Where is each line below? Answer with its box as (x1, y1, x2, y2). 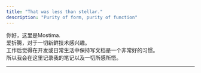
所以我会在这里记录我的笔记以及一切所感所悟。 (6, 54, 121, 61)
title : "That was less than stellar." (6, 8, 103, 15)
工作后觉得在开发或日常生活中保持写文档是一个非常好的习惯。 (6, 46, 159, 54)
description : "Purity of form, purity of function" (6, 14, 138, 20)
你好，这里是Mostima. (6, 31, 61, 39)
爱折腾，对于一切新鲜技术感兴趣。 (6, 39, 90, 46)
